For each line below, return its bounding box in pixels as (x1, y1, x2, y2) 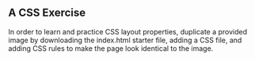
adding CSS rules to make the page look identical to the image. (8, 43, 214, 53)
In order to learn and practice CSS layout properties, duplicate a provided (8, 27, 248, 36)
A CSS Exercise (8, 6, 86, 20)
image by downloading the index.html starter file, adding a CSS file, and (8, 35, 242, 45)
